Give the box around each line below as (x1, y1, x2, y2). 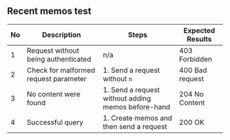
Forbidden (179, 54, 212, 64)
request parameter (27, 74, 87, 83)
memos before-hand (102, 102, 170, 111)
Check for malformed (27, 65, 96, 74)
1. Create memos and (102, 113, 172, 122)
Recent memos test (7, 5, 92, 17)
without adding (102, 94, 151, 103)
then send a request (102, 122, 168, 131)
